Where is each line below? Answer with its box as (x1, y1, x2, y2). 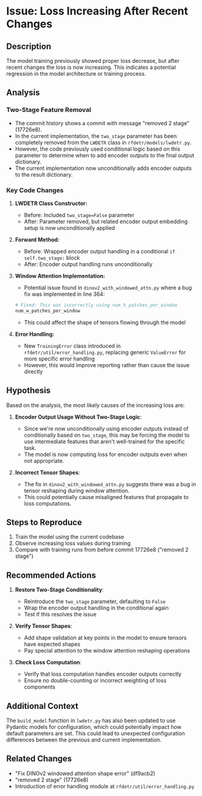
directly (24, 368, 43, 375)
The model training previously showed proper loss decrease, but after (6, 57, 180, 64)
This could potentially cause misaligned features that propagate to (24, 493, 189, 500)
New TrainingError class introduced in (24, 342, 121, 349)
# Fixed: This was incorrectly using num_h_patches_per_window (14, 302, 178, 308)
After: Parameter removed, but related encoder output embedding (24, 218, 188, 225)
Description (6, 41, 51, 51)
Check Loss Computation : (14, 659, 82, 666)
